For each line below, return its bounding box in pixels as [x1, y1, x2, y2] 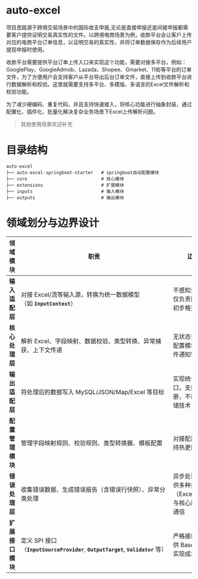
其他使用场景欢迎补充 [20, 121, 72, 128]
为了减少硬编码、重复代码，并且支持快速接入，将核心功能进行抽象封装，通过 [6, 100, 192, 108]
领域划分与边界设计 [6, 216, 100, 230]
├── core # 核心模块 [6, 175, 124, 182]
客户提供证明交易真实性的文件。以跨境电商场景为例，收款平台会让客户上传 [11, 31, 192, 38]
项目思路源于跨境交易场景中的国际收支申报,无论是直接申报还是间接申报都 [6, 24, 184, 31]
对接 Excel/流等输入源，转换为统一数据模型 [21, 290, 140, 298]
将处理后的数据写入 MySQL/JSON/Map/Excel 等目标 [21, 388, 165, 396]
